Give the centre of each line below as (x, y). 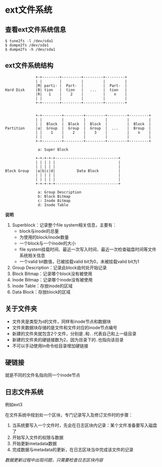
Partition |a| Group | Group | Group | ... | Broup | (78, 128)
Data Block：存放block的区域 (41, 292)
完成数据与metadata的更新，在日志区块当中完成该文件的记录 (73, 450)
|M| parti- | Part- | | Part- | (81, 86)
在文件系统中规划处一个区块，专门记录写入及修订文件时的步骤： (69, 415)
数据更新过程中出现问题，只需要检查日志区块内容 (54, 460)
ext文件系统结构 (29, 65)
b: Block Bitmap (54, 196)
